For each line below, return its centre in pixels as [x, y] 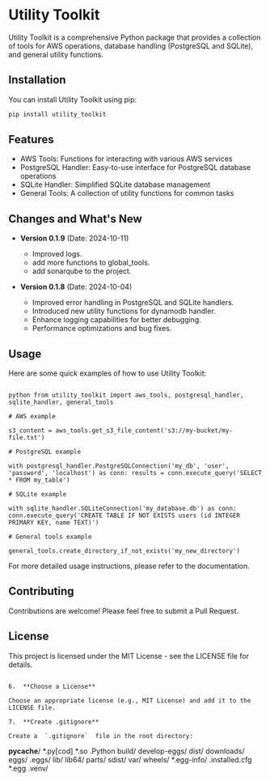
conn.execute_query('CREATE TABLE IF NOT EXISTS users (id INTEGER [124, 516]
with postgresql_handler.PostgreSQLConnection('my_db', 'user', [119, 466]
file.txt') [27, 438]
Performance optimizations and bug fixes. [102, 329]
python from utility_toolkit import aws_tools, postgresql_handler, [126, 395]
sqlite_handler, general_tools [61, 402]
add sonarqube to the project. [82, 271]
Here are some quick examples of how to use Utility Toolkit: [108, 373]
